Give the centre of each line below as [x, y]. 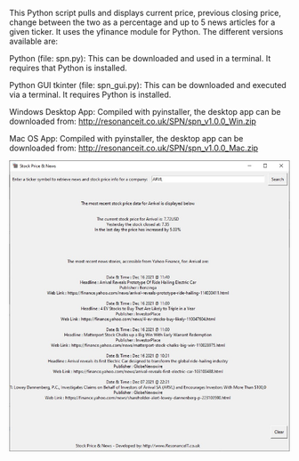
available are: [34, 41]
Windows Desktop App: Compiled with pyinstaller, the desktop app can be [145, 112]
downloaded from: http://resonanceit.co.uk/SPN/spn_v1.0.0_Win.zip [133, 121]
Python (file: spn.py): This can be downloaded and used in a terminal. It [140, 58]
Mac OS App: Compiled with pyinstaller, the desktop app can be [126, 138]
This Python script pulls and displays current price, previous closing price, [145, 13]
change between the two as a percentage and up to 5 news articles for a [142, 22]
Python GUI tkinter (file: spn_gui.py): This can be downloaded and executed [148, 85]
